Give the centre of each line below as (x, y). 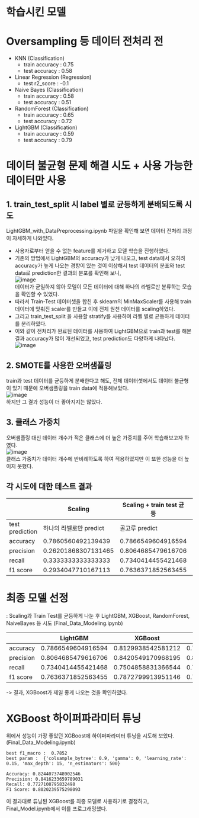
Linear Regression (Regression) (53, 77)
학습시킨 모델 (36, 12)
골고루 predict (139, 528)
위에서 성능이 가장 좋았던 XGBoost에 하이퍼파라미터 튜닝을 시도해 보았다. (90, 736)
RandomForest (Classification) (52, 109)
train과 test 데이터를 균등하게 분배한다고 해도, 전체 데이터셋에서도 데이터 (90, 380)
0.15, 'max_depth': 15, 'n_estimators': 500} (63, 764)
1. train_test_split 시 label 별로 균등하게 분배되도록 (94, 204)
